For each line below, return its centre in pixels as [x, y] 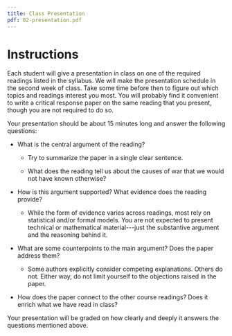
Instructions [43, 54]
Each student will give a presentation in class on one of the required [104, 73]
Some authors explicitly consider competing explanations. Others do [125, 269]
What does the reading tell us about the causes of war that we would [126, 171]
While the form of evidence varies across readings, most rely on [119, 213]
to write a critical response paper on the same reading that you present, [110, 103]
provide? [30, 200]
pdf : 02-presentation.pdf [44, 20]
